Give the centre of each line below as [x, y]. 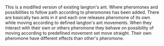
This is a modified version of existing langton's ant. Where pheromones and [82, 7]
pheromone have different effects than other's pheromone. [65, 38]
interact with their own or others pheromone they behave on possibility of [79, 28]
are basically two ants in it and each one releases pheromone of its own [78, 17]
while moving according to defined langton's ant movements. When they [79, 23]
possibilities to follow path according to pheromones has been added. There [82, 12]
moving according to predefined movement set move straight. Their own [78, 33]
